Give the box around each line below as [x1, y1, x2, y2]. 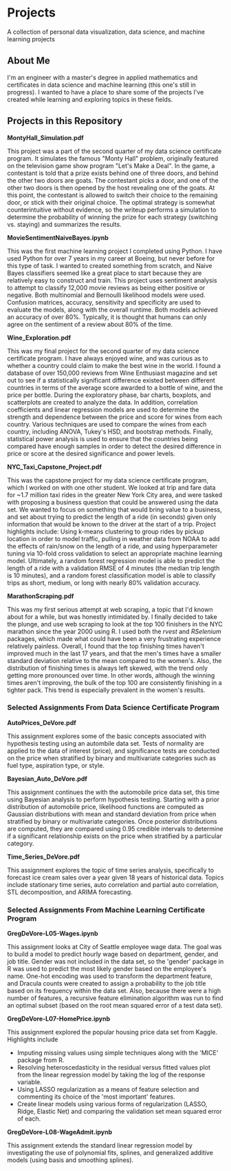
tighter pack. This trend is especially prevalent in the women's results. [7, 686, 206, 694]
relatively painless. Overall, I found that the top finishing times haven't [7, 642, 205, 650]
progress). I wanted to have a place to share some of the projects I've [7, 88, 204, 96]
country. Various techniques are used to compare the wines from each [7, 420, 208, 428]
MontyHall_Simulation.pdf [7, 133, 84, 142]
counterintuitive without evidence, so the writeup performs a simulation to [7, 205, 217, 214]
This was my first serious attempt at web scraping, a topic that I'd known [7, 605, 213, 613]
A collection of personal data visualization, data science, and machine [7, 28, 206, 36]
